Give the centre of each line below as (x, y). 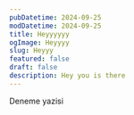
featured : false (39, 59)
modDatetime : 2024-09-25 (55, 26)
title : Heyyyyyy (39, 34)
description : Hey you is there (67, 76)
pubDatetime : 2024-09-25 (55, 17)
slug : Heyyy (31, 51)
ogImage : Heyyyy (39, 42)
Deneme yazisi (37, 101)
